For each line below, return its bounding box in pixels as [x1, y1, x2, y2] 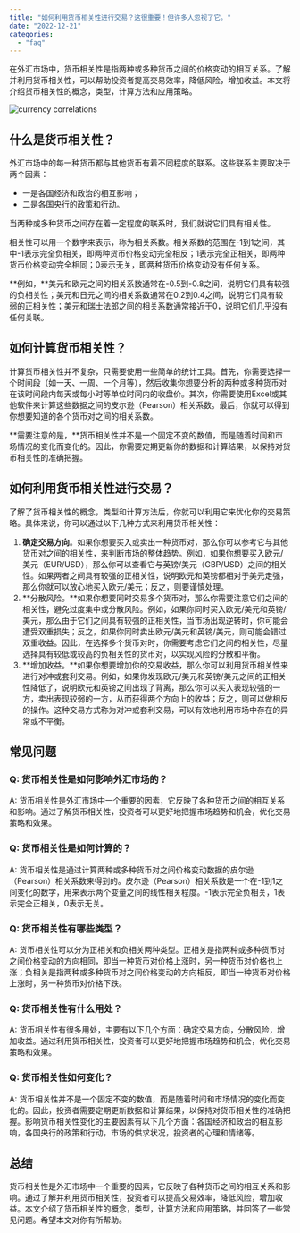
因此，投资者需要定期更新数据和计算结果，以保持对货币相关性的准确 [32, 1104, 283, 1115]
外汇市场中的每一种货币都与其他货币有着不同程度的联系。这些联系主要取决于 [9, 157, 291, 168]
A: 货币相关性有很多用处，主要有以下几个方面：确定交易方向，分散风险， [9, 1025, 278, 1035]
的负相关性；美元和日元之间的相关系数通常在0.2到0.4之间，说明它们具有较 [9, 290, 284, 301]
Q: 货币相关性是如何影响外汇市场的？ [9, 773, 168, 786]
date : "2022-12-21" [9, 21, 82, 30]
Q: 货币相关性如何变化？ [9, 1071, 113, 1084]
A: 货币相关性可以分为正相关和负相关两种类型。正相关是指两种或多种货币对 [9, 944, 286, 955]
